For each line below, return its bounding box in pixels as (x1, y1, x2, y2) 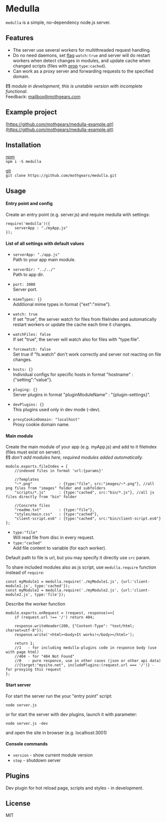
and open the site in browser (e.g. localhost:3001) (5, 730, 107, 736)
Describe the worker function (5, 601, 66, 607)
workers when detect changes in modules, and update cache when (12, 58, 151, 64)
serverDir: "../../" (12, 267, 55, 272)
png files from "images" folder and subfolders (5, 486, 106, 491)
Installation (5, 141, 41, 149)
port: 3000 (12, 282, 36, 287)
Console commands (5, 741, 48, 747)
